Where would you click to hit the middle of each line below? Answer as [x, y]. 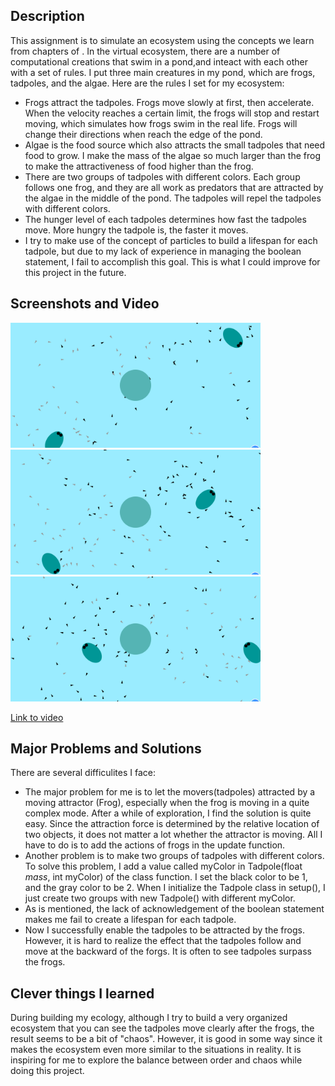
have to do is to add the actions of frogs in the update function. [155, 845]
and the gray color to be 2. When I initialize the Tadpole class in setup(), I [175, 888]
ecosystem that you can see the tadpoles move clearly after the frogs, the [162, 1028]
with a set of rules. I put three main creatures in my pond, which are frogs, [163, 72]
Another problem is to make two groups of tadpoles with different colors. [174, 856]
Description [47, 16]
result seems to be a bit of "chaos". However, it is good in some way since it [166, 1039]
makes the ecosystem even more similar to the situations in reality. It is [156, 1050]
